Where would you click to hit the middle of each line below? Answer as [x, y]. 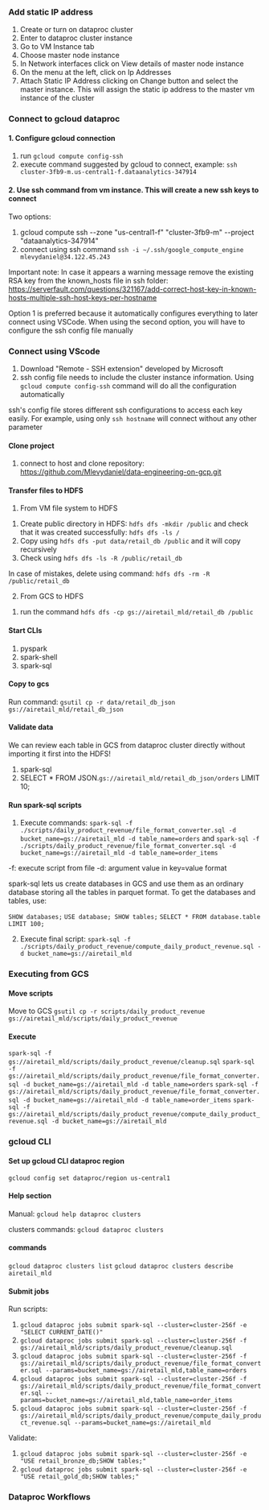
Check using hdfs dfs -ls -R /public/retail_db [101, 558]
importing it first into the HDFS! [59, 753]
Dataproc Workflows [49, 1497]
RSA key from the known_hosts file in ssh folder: [88, 280]
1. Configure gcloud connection [62, 138]
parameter [26, 427]
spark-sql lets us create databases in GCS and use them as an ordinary [126, 883]
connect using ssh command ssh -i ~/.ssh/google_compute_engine [132, 249]
